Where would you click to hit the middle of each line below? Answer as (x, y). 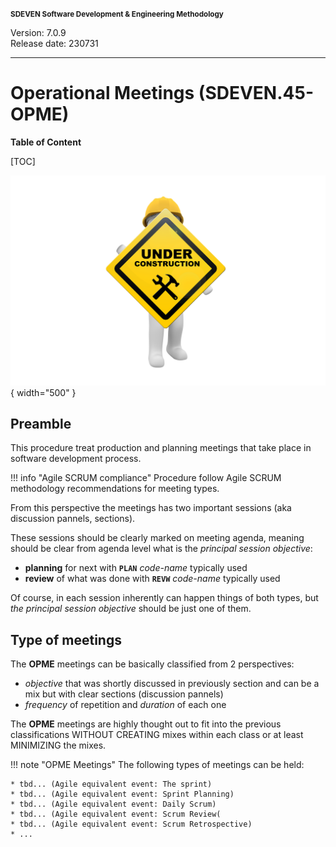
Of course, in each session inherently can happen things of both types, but (164, 598)
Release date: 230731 (54, 43)
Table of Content (46, 142)
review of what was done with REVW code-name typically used (152, 579)
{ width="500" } (43, 392)
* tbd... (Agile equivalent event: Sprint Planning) (122, 794)
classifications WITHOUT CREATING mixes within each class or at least (157, 735)
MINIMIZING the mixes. (58, 745)
